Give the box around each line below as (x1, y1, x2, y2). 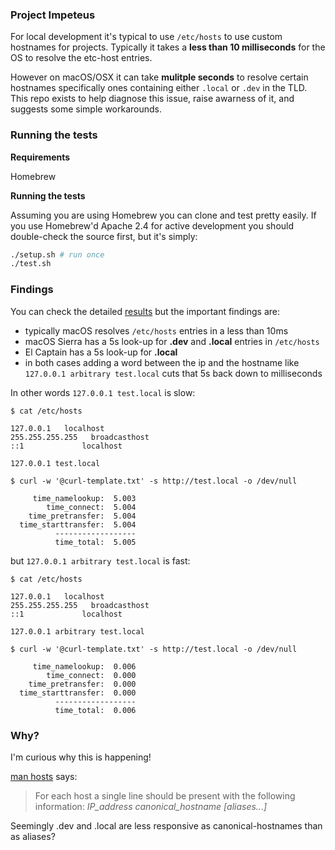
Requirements (10, 151, 71, 163)
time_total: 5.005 (54, 537, 137, 547)
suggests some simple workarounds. (10, 103, 163, 115)
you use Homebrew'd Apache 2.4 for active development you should (10, 219, 295, 232)
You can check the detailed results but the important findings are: (10, 305, 281, 317)
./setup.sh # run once (10, 249, 105, 260)
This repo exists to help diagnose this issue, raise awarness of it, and (10, 93, 295, 105)
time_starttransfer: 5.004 (19, 519, 137, 530)
